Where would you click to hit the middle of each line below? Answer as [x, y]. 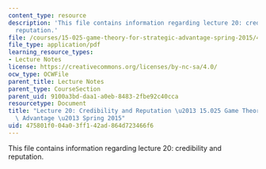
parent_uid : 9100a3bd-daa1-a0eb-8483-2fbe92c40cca [93, 96]
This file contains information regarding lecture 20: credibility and [115, 148]
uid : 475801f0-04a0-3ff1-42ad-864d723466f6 [81, 126]
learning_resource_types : [51, 52]
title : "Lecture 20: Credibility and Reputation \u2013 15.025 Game [123, 111]
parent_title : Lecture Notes [56, 81]
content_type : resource [47, 15]
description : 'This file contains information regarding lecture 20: [125, 23]
